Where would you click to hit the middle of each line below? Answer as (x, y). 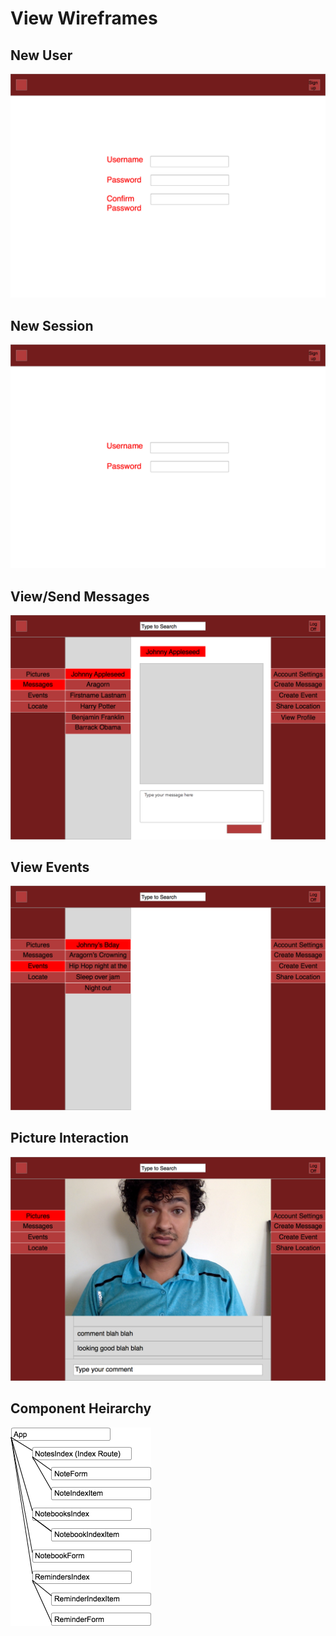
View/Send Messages (80, 596)
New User (41, 55)
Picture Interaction (70, 1138)
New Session (52, 325)
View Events (50, 867)
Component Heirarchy (81, 1408)
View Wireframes (84, 18)
